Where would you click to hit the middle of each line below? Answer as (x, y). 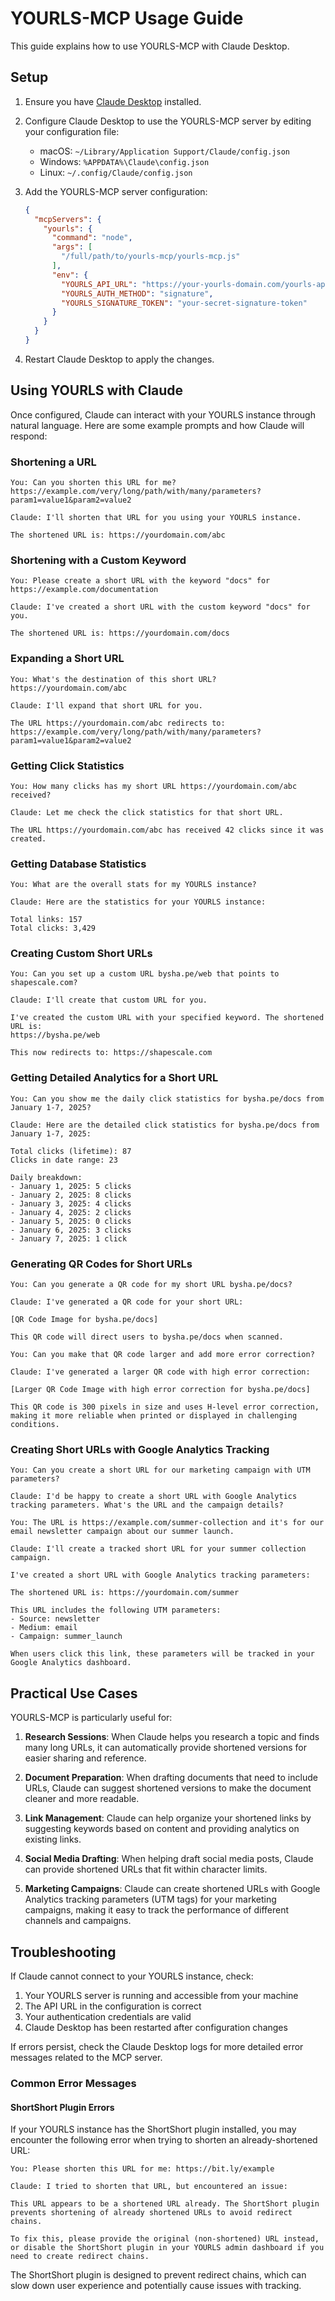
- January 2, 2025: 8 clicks (71, 1195)
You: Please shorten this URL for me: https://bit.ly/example (142, 2169)
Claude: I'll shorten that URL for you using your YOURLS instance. (156, 517)
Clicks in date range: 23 (64, 1160)
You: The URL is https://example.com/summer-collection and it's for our (167, 1523)
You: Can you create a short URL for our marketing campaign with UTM (160, 1470)
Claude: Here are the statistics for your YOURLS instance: (138, 902)
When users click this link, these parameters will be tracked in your (162, 1654)
